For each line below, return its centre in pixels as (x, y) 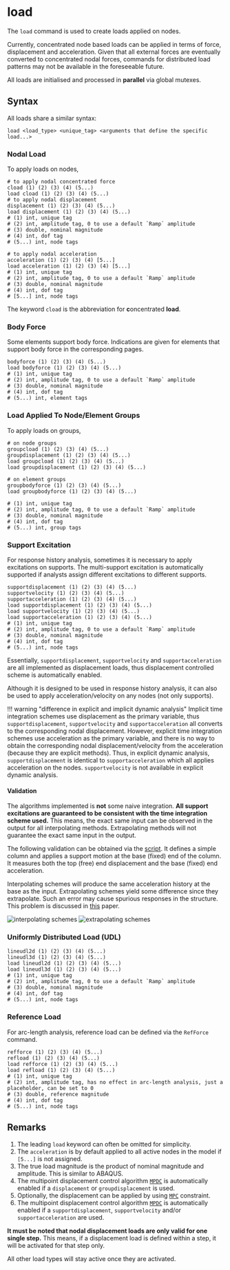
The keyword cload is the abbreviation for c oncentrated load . (94, 309)
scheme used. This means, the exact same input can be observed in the (110, 820)
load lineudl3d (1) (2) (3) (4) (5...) (64, 969)
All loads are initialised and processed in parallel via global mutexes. (104, 79)
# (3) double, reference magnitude (58, 1094)
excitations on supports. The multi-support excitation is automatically (105, 567)
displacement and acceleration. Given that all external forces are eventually (114, 52)
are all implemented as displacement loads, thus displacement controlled (111, 667)
